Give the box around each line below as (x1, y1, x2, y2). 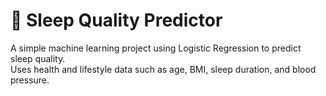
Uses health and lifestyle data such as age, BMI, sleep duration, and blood (10, 63, 317, 75)
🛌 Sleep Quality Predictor (10, 9, 223, 32)
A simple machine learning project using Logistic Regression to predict (10, 42, 302, 54)
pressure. (10, 74, 50, 86)
